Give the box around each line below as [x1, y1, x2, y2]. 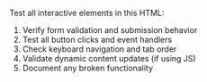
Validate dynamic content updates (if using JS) [22, 53, 196, 63]
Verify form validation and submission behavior [22, 25, 198, 35]
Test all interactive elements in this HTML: [9, 8, 165, 18]
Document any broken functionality [22, 62, 153, 73]
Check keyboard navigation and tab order [22, 44, 177, 54]
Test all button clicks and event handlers [22, 35, 173, 45]
